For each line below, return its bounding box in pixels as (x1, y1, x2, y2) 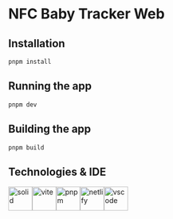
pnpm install (8, 58, 52, 66)
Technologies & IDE (8, 165, 106, 179)
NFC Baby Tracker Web (8, 5, 165, 23)
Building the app (8, 122, 92, 136)
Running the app (8, 79, 92, 93)
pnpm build (8, 143, 45, 152)
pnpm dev (8, 101, 37, 109)
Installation (8, 37, 65, 50)
